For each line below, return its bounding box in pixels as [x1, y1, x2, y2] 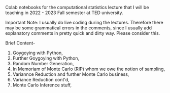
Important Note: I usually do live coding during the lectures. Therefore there [5, 20, 163, 25]
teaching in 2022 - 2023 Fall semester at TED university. [5, 10, 123, 16]
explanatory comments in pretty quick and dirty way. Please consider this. [5, 30, 160, 36]
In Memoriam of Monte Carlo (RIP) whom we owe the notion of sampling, [12, 66, 165, 72]
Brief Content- [5, 40, 36, 46]
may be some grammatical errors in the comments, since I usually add [5, 25, 152, 31]
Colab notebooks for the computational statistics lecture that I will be [5, 5, 149, 10]
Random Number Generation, [12, 61, 74, 66]
